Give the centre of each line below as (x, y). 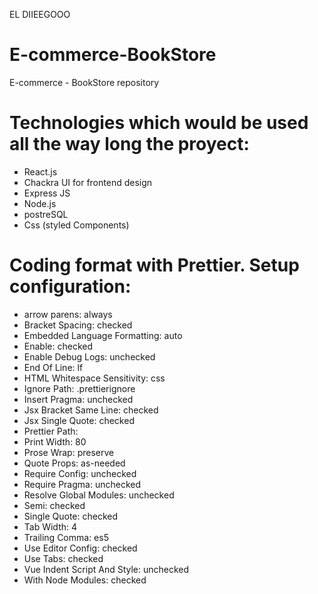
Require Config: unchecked (80, 473)
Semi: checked (54, 505)
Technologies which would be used (159, 123)
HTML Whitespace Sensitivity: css (94, 378)
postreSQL (46, 214)
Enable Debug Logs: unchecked (89, 356)
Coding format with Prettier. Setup (154, 265)
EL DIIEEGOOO (40, 14)
